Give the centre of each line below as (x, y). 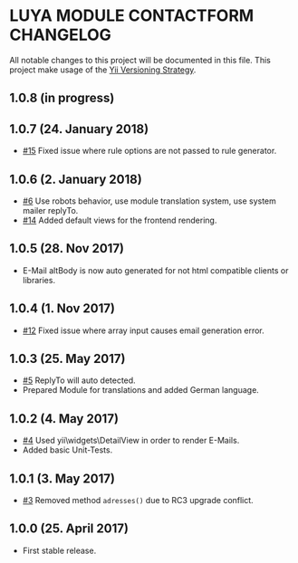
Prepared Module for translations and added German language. (141, 390)
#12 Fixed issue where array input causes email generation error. (143, 330)
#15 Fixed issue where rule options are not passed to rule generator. (149, 151)
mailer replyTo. (50, 210)
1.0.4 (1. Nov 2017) (62, 309)
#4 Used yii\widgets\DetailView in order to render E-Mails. (131, 441)
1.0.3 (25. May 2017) (67, 358)
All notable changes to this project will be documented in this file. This (140, 60)
